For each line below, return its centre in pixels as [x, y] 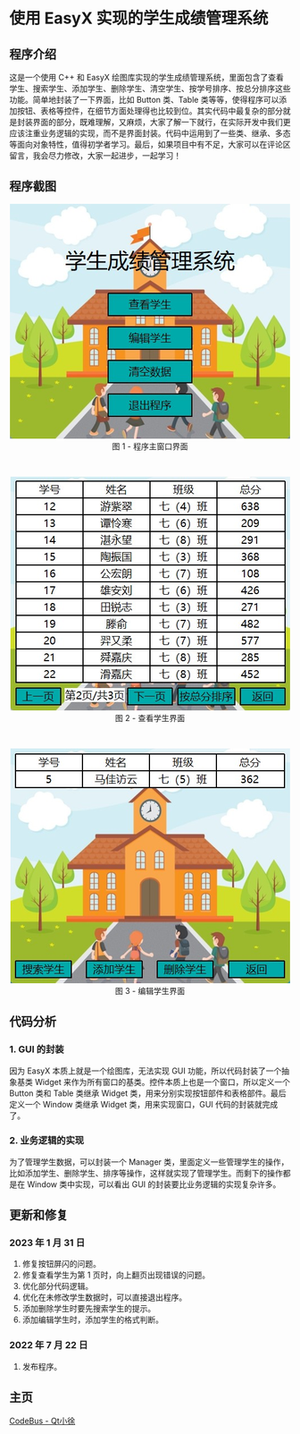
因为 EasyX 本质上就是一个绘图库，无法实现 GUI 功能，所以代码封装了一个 [146, 1071]
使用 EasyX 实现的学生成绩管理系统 [139, 18]
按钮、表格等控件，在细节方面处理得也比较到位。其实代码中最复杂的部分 [150, 111]
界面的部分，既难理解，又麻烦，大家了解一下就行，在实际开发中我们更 [162, 122]
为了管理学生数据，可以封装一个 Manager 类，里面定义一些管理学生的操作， [149, 1162]
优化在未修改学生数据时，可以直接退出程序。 [104, 1297]
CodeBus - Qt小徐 [42, 1421]
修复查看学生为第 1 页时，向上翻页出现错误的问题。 [116, 1275]
